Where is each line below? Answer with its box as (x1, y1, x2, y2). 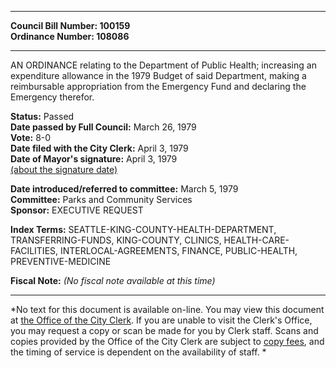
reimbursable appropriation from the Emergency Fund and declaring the (10, 81, 307, 92)
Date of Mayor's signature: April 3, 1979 (10, 153, 178, 165)
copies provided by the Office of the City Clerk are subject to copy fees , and (10, 336, 325, 347)
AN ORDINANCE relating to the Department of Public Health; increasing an (10, 59, 317, 71)
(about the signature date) (10, 164, 118, 175)
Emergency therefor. (10, 91, 95, 103)
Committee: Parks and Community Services (10, 194, 193, 205)
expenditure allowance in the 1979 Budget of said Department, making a (10, 70, 307, 81)
